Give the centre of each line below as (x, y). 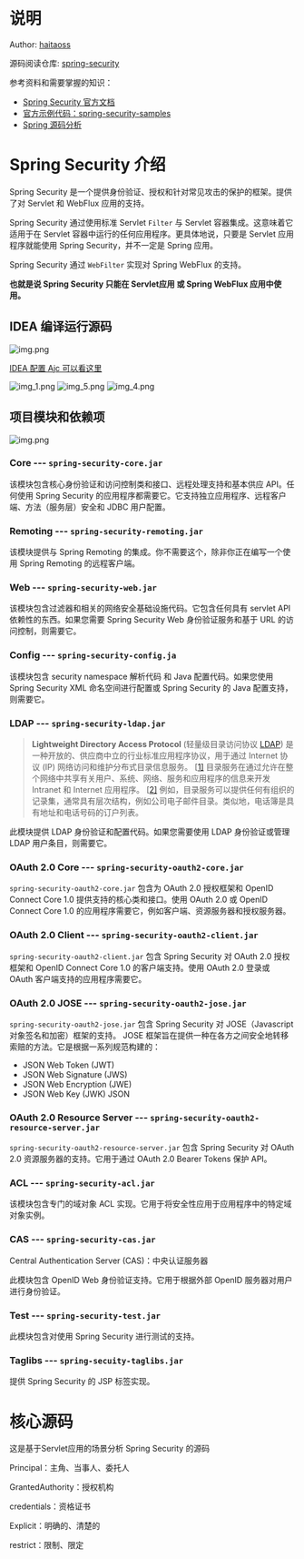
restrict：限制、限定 (47, 1545)
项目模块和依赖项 (57, 417)
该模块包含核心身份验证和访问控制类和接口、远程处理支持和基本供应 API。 (148, 484)
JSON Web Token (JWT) (69, 1065)
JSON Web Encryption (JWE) (77, 1084)
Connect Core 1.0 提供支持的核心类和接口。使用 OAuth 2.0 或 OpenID (139, 900)
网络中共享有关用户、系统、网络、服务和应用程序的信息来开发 (155, 778)
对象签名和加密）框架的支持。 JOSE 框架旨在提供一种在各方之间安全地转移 (149, 1035)
